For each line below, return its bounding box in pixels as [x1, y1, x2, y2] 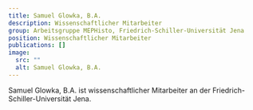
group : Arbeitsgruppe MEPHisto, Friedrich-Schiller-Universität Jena [8, 26, 245, 34]
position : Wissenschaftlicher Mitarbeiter [8, 33, 152, 42]
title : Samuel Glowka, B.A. [8, 11, 102, 20]
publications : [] [8, 41, 66, 49]
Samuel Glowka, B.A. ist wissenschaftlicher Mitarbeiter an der [8, 85, 211, 95]
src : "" [15, 57, 42, 65]
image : [8, 49, 30, 57]
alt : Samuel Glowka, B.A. [15, 64, 102, 72]
